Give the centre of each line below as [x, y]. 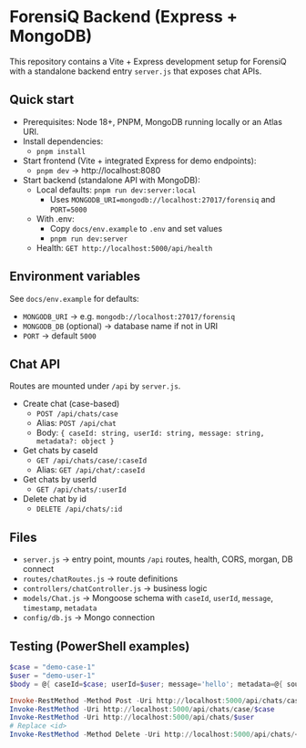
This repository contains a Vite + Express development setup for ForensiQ [148, 61]
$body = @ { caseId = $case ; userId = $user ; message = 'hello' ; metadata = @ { [146, 684]
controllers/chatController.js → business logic [115, 588]
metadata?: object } [75, 442]
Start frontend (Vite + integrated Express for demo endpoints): [139, 161]
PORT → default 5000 [60, 336]
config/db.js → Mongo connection [88, 618]
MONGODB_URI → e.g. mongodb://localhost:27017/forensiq [128, 316]
